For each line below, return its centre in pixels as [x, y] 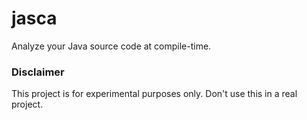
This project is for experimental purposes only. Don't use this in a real [154, 94]
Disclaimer [38, 72]
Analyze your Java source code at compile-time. [111, 46]
